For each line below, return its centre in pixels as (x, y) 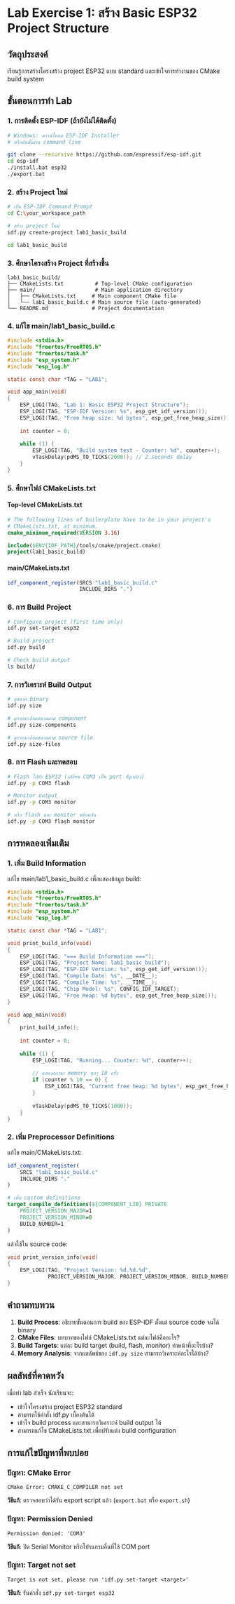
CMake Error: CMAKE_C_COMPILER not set (65, 1488)
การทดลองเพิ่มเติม (38, 843)
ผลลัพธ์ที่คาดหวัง (36, 1376)
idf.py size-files (34, 744)
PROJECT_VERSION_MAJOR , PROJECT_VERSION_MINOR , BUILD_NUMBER (139, 1277)
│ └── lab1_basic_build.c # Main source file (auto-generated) (104, 302)
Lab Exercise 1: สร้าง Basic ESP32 (102, 13)
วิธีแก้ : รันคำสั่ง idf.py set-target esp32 (61, 1592)
